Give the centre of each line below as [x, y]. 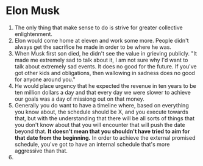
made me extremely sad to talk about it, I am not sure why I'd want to [101, 60]
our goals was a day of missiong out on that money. [79, 99]
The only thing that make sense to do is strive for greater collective [99, 27]
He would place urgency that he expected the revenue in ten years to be [105, 85]
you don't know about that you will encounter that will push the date [100, 125]
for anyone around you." [45, 79]
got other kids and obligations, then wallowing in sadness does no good [105, 73]
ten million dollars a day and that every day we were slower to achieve [103, 92]
